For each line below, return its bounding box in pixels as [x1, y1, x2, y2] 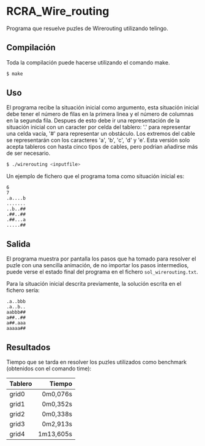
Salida [6, 238, 31, 249]
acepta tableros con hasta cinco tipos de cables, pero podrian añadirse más [6, 143, 198, 151]
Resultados [6, 342, 51, 353]
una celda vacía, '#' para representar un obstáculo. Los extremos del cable [6, 130, 196, 138]
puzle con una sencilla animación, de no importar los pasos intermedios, [6, 262, 189, 269]
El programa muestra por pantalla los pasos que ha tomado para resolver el [6, 255, 196, 262]
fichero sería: [6, 287, 40, 294]
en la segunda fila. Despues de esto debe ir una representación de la [6, 117, 180, 124]
